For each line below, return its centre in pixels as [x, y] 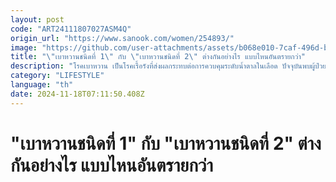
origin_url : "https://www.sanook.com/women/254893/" [122, 38]
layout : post [37, 19]
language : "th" [42, 85]
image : [24, 47]
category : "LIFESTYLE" [57, 76]
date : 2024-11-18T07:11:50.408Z [77, 94]
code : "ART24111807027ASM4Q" [71, 29]
